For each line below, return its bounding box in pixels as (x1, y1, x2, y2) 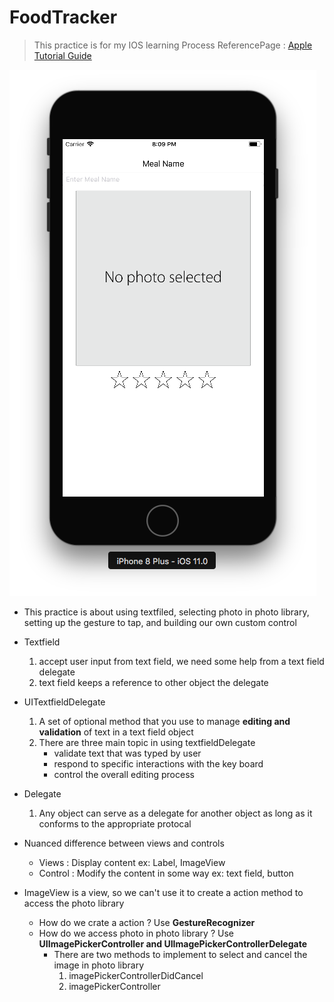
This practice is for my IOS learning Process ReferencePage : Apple (33, 39, 313, 51)
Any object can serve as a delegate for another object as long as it (38, 807, 313, 819)
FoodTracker (9, 6, 118, 29)
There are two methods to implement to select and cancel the (53, 948, 308, 960)
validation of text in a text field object (38, 726, 194, 738)
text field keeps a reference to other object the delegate (38, 676, 269, 688)
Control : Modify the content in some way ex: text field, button (38, 867, 294, 879)
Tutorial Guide (33, 49, 92, 61)
